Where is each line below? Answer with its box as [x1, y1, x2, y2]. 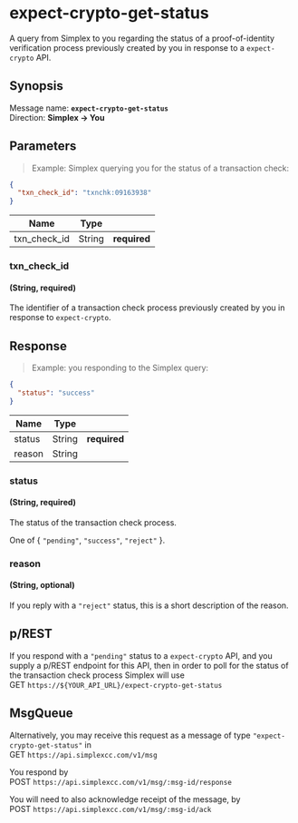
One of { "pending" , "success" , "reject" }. [9, 534, 166, 545]
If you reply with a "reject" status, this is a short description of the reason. [9, 600, 289, 611]
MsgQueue [9, 706, 74, 721]
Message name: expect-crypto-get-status [9, 103, 169, 113]
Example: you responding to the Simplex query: [31, 362, 209, 374]
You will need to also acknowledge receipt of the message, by [9, 793, 241, 805]
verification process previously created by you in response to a [9, 42, 245, 53]
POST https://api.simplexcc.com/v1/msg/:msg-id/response [9, 776, 233, 787]
